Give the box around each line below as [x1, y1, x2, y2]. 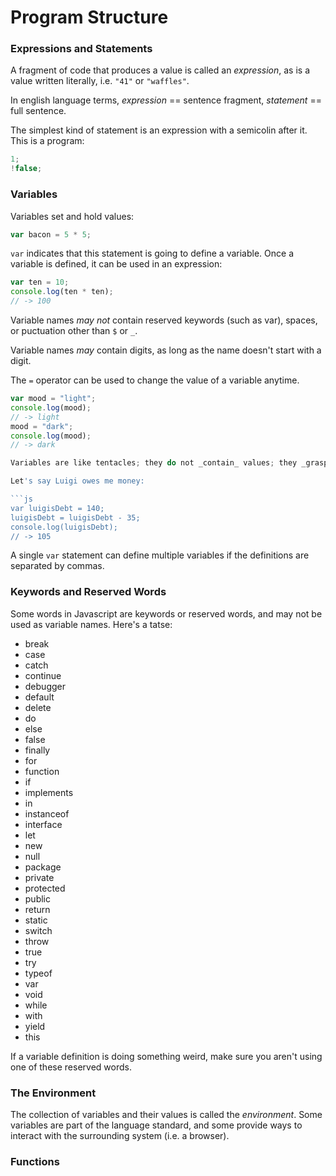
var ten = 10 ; [10, 277, 70, 288]
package [24, 861, 62, 873]
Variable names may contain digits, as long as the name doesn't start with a [10, 344, 322, 356]
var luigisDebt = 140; [10, 503, 105, 513]
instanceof [24, 807, 70, 820]
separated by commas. [10, 560, 105, 572]
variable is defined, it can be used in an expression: [10, 258, 223, 270]
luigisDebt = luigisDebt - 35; [10, 512, 141, 523]
